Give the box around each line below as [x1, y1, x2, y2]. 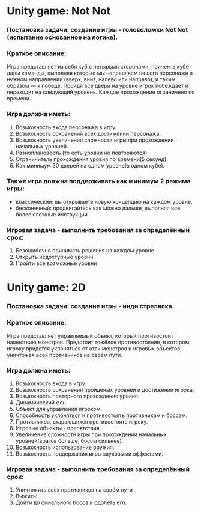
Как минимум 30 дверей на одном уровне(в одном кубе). [15, 162, 165, 169]
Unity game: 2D [7, 281, 86, 294]
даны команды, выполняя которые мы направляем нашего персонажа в [7, 69, 193, 76]
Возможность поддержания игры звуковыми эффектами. [15, 450, 164, 457]
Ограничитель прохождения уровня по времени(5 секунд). [15, 155, 169, 163]
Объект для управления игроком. [15, 406, 103, 412]
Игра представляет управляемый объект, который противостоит [7, 332, 173, 339]
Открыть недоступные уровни [15, 254, 94, 261]
